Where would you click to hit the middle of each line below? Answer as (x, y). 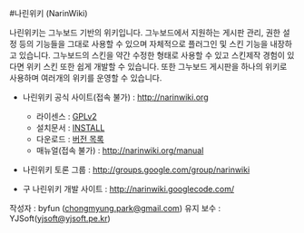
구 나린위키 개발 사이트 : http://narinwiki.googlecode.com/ (128, 189)
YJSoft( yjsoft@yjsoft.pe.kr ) (60, 218)
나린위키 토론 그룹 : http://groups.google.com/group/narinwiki (136, 170)
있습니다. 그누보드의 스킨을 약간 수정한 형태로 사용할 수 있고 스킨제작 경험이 (152, 55)
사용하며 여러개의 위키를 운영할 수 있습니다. (86, 78)
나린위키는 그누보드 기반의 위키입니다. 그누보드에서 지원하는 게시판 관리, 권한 (145, 33)
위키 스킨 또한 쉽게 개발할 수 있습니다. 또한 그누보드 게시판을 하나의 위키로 (157, 67)
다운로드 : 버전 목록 (70, 139)
